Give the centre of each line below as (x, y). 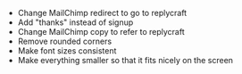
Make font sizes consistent (67, 51)
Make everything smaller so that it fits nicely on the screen (125, 60)
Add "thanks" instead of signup (75, 22)
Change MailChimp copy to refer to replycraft (101, 32)
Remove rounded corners (65, 41)
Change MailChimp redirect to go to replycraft (102, 13)
